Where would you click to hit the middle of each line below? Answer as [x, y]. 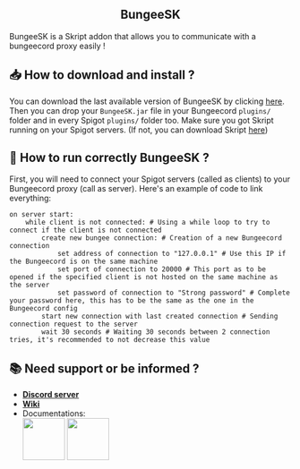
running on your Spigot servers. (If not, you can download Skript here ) [139, 130]
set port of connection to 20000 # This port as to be [162, 269]
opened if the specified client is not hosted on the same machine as [144, 277]
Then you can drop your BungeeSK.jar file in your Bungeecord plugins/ [140, 110]
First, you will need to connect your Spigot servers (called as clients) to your [150, 179]
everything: [30, 198]
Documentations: [54, 414]
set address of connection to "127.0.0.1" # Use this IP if [171, 254]
